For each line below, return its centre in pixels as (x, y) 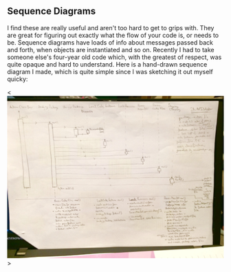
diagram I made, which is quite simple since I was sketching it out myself (110, 71)
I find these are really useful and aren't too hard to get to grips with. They (111, 27)
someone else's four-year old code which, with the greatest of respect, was (114, 57)
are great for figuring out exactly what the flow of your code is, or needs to (113, 35)
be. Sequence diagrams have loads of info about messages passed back (110, 42)
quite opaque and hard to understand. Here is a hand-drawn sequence (107, 64)
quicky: (18, 79)
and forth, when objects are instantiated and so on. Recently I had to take (111, 49)
